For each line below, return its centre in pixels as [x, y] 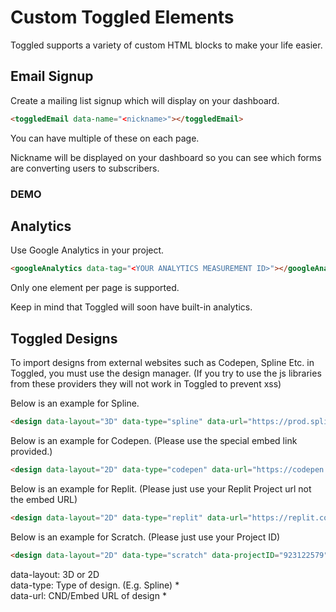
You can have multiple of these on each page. [105, 138]
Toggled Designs [64, 338]
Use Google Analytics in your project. [87, 250]
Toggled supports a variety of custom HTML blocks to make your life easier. [166, 45]
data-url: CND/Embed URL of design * [88, 595]
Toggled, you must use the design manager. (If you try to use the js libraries [166, 373]
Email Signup [52, 76]
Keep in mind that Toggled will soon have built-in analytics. [131, 307]
